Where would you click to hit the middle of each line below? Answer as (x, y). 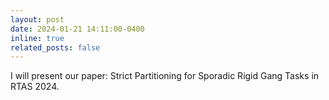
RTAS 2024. (35, 87)
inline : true (37, 38)
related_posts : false (55, 47)
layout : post (37, 19)
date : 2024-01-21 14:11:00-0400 (77, 29)
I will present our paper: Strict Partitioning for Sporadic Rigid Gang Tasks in (165, 76)
